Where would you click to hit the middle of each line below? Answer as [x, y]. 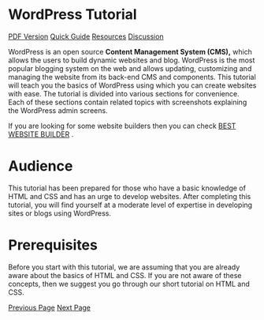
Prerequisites [53, 245]
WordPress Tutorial [73, 15]
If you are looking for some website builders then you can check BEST [122, 126]
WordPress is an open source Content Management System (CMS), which [130, 51]
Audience [41, 166]
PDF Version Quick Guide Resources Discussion [86, 36]
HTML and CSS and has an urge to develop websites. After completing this [130, 196]
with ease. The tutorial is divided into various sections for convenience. [124, 93]
